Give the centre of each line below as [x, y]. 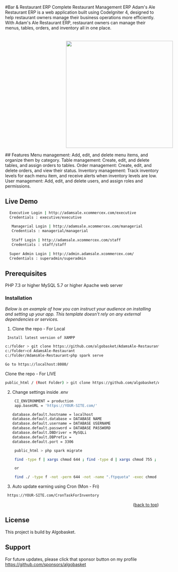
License [17, 520]
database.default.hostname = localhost [53, 414]
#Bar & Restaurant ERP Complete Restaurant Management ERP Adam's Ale [80, 7]
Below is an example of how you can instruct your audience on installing [78, 309]
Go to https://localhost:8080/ [37, 364]
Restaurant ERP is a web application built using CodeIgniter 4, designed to [79, 12]
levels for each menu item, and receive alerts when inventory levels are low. [81, 176]
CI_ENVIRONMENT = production [44, 401]
